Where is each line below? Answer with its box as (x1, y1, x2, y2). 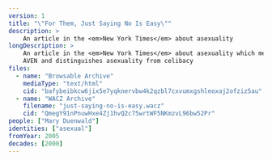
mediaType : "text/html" (23, 79, 104, 87)
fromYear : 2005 (8, 132, 60, 140)
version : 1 (8, 11, 45, 20)
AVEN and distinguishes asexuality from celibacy (23, 57, 194, 65)
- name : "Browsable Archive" (15, 72, 114, 80)
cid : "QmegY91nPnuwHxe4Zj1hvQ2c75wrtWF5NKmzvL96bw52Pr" (23, 110, 216, 118)
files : (8, 65, 31, 73)
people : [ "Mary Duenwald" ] (8, 117, 100, 125)
